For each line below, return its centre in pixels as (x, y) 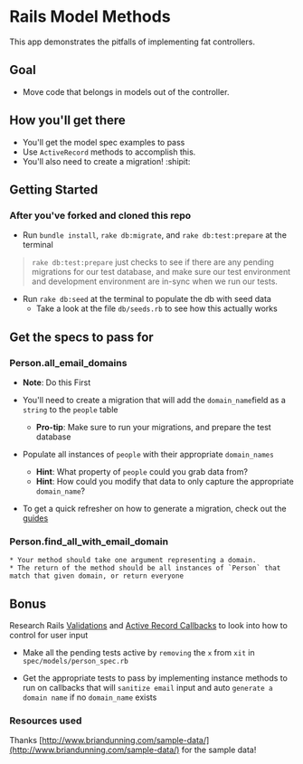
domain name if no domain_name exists (90, 697)
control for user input (49, 636)
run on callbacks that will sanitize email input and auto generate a (147, 688)
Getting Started (54, 189)
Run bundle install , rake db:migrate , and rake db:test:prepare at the (155, 235)
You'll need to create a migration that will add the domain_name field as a (154, 400)
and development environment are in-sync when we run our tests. (155, 281)
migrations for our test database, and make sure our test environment (161, 272)
